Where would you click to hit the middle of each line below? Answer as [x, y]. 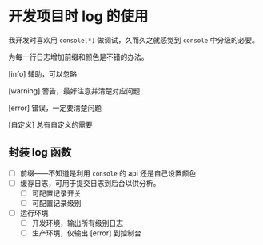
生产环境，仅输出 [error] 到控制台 [87, 233]
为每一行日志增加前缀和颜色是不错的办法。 [78, 57]
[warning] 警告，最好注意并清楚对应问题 [74, 91]
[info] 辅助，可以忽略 [43, 73]
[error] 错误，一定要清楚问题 [55, 108]
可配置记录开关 [56, 193]
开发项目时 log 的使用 [78, 16]
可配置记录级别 [56, 203]
